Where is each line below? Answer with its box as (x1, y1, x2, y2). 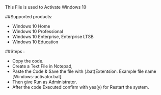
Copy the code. (12, 58, 44, 63)
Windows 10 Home (12, 23, 51, 29)
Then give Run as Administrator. (12, 79, 77, 85)
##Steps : (5, 49, 25, 54)
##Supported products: (5, 14, 53, 19)
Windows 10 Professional (12, 29, 63, 34)
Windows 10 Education (12, 39, 59, 45)
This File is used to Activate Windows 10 (5, 4, 87, 10)
